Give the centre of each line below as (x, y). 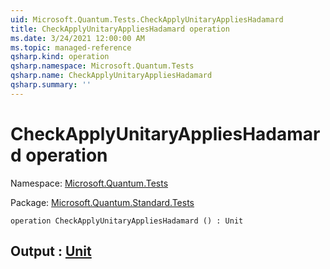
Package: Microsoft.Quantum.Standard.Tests (102, 202)
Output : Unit (51, 251)
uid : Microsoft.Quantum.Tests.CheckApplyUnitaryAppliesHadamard (147, 19)
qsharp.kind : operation (60, 57)
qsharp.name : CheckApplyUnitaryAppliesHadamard (111, 76)
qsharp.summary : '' (51, 85)
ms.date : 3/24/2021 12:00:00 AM (77, 38)
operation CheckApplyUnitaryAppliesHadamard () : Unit (127, 221)
